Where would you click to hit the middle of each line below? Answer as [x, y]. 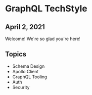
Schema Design [28, 66]
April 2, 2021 [25, 27]
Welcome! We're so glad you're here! [43, 39]
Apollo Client [25, 71]
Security [21, 87]
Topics [16, 54]
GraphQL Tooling [30, 77]
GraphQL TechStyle [46, 9]
